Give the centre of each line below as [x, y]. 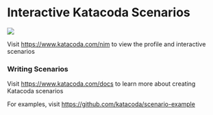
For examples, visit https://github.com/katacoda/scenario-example [101, 104]
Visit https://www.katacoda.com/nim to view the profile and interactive [106, 44]
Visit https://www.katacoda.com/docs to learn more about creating [101, 84]
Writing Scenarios [38, 69]
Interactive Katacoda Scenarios [99, 13]
